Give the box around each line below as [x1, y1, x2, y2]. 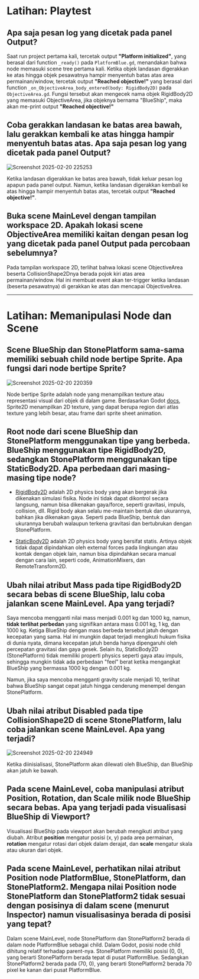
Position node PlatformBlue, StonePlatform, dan [6, 873, 187, 883]
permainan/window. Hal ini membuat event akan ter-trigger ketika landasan [6, 276, 190, 284]
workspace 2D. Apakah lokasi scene [6, 220, 143, 230]
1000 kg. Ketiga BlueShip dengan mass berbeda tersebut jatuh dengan [6, 627, 179, 634]
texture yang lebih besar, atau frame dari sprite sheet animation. [6, 410, 163, 417]
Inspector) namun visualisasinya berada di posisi [6, 910, 191, 920]
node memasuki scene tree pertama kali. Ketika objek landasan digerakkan [6, 65, 189, 72]
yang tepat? [6, 919, 52, 929]
